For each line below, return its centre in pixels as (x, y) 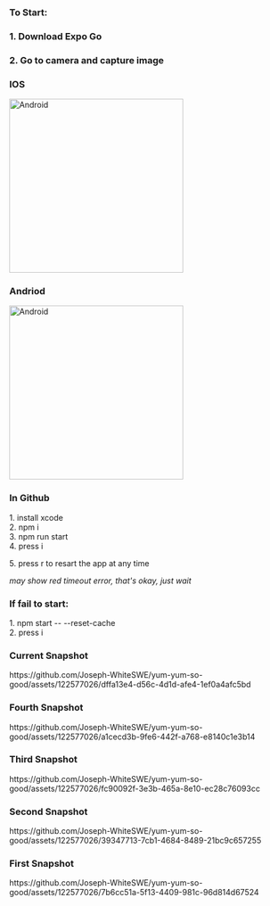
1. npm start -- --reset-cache (62, 622)
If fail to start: (39, 604)
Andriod (28, 291)
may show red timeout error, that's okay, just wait (100, 581)
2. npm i (24, 527)
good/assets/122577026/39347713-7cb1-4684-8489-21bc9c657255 (135, 841)
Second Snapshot (49, 811)
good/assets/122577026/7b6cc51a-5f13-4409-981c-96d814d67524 (135, 893)
